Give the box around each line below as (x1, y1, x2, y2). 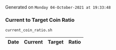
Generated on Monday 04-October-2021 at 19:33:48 (5, 4, 111, 10)
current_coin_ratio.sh (5, 28, 52, 33)
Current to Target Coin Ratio (5, 16, 75, 23)
